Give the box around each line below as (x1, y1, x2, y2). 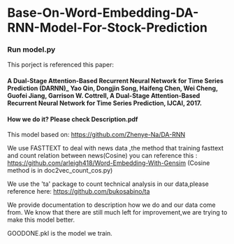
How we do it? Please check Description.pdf (7, 115, 138, 123)
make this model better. (7, 215, 75, 224)
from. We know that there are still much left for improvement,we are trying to (7, 208, 228, 217)
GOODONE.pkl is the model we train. (7, 229, 113, 238)
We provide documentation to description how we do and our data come (7, 201, 216, 209)
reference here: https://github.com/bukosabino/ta (7, 187, 150, 196)
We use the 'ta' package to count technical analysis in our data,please (7, 180, 210, 188)
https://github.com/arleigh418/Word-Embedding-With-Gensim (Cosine (7, 159, 210, 167)
